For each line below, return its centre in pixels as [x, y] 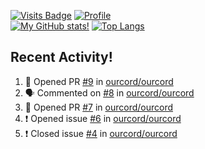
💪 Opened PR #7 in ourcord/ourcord [99, 107]
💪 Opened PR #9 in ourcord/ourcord [99, 81]
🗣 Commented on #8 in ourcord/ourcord [109, 92]
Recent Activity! [61, 57]
